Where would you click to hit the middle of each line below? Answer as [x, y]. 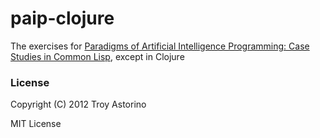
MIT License [36, 124]
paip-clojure [62, 18]
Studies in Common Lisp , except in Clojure [97, 56]
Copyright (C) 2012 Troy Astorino [78, 104]
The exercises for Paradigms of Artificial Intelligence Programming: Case [160, 46]
